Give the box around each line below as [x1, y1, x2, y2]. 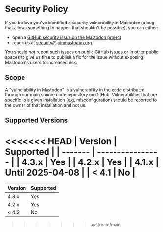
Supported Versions [5, 116, 68, 125]
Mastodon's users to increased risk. [5, 59, 77, 65]
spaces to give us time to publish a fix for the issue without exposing [5, 54, 143, 60]
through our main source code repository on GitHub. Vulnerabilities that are [5, 92, 157, 97]
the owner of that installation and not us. [5, 102, 87, 108]
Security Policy [5, 3, 69, 15]
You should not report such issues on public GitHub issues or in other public [5, 49, 159, 55]
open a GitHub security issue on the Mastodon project [12, 34, 121, 40]
